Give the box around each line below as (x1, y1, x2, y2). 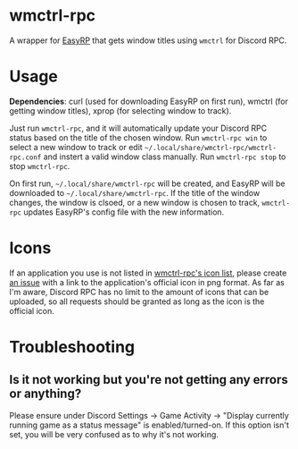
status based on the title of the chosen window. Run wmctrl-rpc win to (9, 131, 268, 143)
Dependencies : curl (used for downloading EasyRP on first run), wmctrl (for (9, 96, 288, 106)
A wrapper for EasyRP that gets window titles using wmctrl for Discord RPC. (9, 35, 287, 46)
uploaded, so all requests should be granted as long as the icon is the (9, 296, 265, 307)
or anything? (9, 386, 82, 402)
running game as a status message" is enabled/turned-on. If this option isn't (9, 419, 290, 430)
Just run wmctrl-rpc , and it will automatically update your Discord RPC (9, 123, 268, 133)
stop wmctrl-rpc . (9, 160, 70, 171)
